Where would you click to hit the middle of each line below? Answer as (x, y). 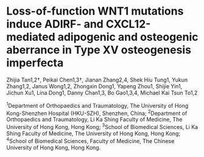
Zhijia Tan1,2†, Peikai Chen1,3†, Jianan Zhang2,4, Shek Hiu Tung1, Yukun (97, 80)
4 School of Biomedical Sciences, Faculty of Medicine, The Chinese (90, 140)
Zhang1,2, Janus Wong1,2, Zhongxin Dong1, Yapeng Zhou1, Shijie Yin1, (94, 86)
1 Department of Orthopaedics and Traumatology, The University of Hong (97, 105)
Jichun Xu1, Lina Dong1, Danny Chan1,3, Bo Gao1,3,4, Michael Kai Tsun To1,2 (102, 92)
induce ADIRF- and (55, 24)
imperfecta (35, 63)
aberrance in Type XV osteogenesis (99, 50)
